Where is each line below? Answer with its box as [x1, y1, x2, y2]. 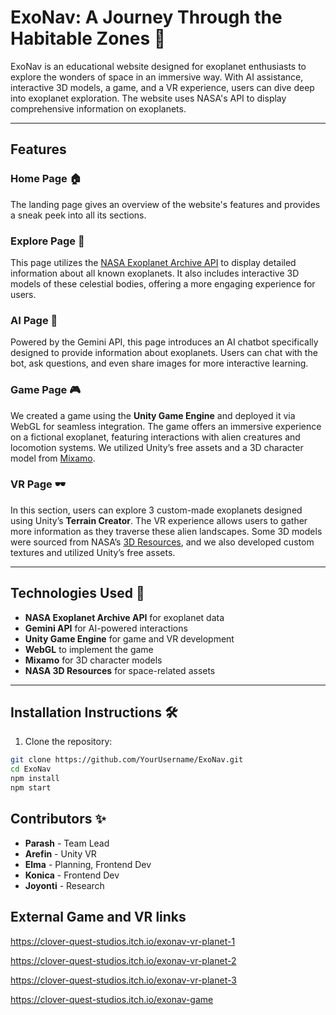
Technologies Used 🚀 [10, 585, 145, 602]
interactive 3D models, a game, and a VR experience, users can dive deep [10, 81, 315, 93]
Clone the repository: [24, 736, 113, 748]
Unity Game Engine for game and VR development [24, 632, 235, 645]
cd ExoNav [10, 764, 52, 775]
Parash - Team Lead [24, 837, 110, 849]
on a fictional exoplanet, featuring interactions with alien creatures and [10, 431, 301, 443]
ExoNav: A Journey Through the [10, 6, 283, 29]
